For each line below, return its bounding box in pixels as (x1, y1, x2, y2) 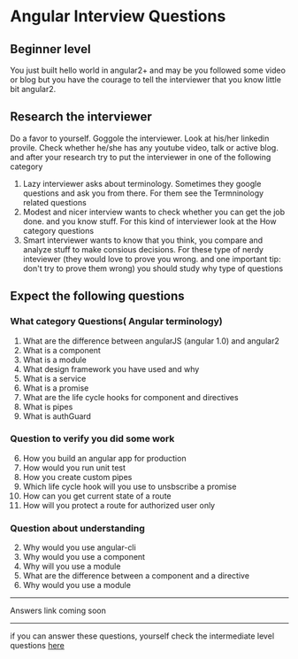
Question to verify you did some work (10, 432, 175, 445)
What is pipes (22, 401, 73, 412)
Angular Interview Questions (10, 6, 226, 27)
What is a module (22, 354, 87, 365)
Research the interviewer (10, 109, 153, 125)
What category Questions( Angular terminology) (10, 315, 224, 328)
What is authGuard (22, 410, 92, 422)
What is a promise (22, 383, 89, 393)
